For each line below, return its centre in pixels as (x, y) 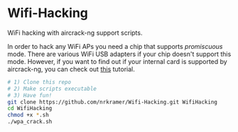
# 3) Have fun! (30, 95)
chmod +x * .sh (28, 115)
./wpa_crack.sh (30, 122)
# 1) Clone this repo (39, 82)
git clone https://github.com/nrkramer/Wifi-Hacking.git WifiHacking (113, 102)
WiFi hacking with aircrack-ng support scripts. (75, 33)
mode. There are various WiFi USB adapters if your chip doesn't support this (119, 54)
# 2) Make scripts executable (52, 89)
